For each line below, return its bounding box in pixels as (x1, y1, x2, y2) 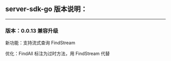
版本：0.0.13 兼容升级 (5, 27, 59, 34)
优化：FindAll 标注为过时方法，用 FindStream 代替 (5, 50, 110, 57)
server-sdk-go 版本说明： (5, 5, 88, 14)
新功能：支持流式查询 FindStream (5, 40, 75, 46)
